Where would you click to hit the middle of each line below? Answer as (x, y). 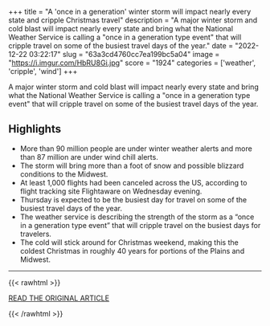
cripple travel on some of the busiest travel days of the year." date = (121, 46)
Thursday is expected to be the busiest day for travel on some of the (133, 199)
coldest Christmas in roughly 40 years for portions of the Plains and (132, 251)
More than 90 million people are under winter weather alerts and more (136, 149)
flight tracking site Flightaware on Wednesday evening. (111, 191)
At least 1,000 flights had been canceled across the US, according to (133, 182)
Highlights (35, 129)
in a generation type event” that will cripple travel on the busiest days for (140, 225)
